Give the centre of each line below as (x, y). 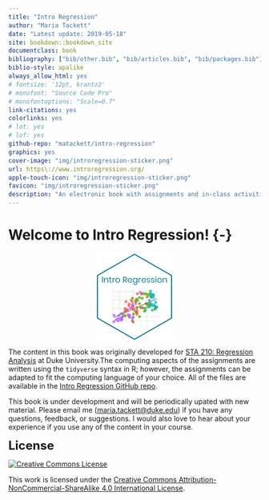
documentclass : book (43, 51)
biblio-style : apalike (46, 68)
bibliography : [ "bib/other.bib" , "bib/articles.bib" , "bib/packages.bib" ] (136, 59)
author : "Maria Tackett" (50, 25)
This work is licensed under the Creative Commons (93, 480)
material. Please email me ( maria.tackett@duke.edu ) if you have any (120, 410)
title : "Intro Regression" (53, 17)
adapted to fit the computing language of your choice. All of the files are (127, 377)
